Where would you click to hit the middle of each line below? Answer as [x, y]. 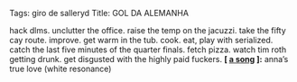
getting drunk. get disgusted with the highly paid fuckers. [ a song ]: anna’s [149, 59]
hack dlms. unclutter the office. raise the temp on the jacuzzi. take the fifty [148, 30]
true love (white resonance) [60, 68]
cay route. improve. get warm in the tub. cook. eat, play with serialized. [141, 40]
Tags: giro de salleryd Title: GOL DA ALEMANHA [99, 13]
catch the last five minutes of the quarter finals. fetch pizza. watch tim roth [148, 50]
